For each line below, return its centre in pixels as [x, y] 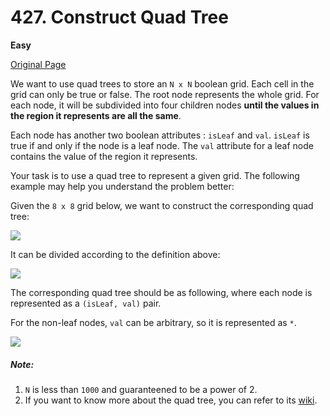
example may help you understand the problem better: [122, 186]
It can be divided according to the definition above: [115, 254]
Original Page [38, 64]
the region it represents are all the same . [96, 115]
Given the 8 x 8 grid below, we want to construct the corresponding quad [162, 205]
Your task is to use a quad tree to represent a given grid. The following [155, 175]
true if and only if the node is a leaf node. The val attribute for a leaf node [162, 145]
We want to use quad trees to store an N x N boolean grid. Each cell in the [162, 83]
